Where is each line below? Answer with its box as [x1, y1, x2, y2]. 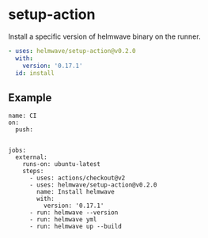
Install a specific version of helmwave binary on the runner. [8, 32, 201, 41]
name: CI [8, 112, 37, 120]
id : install [15, 69, 55, 77]
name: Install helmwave [36, 188, 115, 196]
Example [8, 91, 52, 104]
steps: [22, 168, 44, 176]
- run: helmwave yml [28, 216, 97, 224]
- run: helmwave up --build [28, 223, 123, 231]
